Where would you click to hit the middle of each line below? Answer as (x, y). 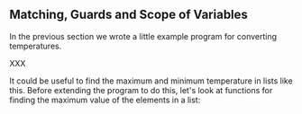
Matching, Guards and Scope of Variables (128, 15)
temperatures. (36, 46)
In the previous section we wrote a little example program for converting (143, 36)
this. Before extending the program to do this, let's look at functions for (141, 90)
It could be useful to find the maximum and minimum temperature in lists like (151, 81)
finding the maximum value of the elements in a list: (105, 100)
